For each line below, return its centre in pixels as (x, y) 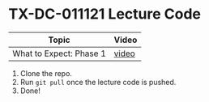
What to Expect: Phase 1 (60, 53)
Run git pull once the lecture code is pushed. (98, 82)
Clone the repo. (46, 73)
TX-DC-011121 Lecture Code (104, 14)
